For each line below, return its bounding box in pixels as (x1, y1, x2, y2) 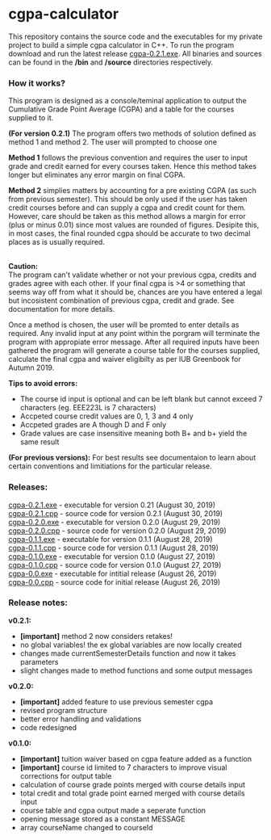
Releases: (8, 481, 48, 493)
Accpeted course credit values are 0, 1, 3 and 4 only (19, 411, 194, 421)
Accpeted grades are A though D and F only (19, 420, 167, 430)
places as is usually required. (8, 237, 105, 247)
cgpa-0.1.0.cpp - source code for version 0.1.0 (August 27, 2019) (8, 560, 222, 569)
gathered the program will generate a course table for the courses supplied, (8, 346, 261, 355)
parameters (19, 657, 59, 666)
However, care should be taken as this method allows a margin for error (8, 212, 246, 221)
